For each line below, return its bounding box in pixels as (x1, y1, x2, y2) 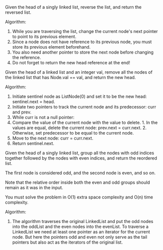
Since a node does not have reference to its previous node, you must (12, 39, 152, 45)
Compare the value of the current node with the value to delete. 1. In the (12, 120, 158, 125)
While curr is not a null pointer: (12, 114, 75, 120)
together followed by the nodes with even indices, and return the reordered (5, 155, 157, 161)
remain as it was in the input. (5, 185, 63, 191)
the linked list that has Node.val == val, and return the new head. (5, 75, 136, 80)
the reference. (12, 55, 41, 60)
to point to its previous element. (12, 34, 77, 39)
